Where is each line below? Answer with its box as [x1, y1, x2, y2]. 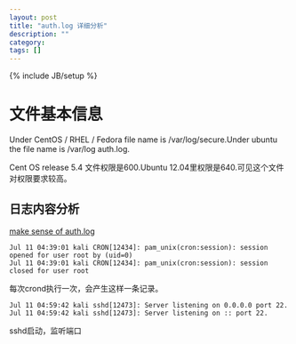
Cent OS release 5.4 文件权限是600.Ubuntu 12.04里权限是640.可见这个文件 [9, 162, 284, 173]
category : [9, 37, 46, 47]
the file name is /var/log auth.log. [9, 144, 131, 155]
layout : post [9, 12, 58, 22]
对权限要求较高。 [9, 173, 72, 184]
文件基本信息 [9, 104, 104, 124]
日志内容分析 [9, 202, 80, 217]
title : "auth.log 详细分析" [9, 21, 108, 30]
